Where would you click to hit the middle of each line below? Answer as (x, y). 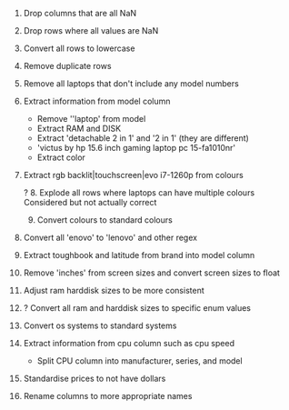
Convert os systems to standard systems (100, 325)
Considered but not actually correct (90, 202)
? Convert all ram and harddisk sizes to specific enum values (137, 308)
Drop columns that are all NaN (80, 13)
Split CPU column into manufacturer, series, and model (140, 361)
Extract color (61, 157)
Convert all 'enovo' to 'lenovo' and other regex (110, 237)
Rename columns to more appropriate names (108, 396)
